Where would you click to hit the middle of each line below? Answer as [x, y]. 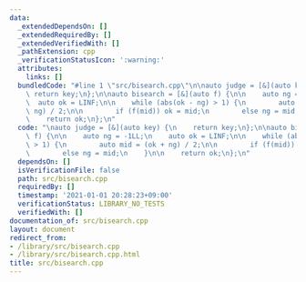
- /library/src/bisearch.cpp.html [75, 255]
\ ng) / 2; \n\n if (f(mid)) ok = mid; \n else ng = [153, 111]
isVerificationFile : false [69, 170]
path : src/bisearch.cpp [62, 178]
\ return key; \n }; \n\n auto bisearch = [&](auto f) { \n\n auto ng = [163, 94]
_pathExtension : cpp [56, 52]
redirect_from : [38, 237]
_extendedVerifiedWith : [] [69, 43]
